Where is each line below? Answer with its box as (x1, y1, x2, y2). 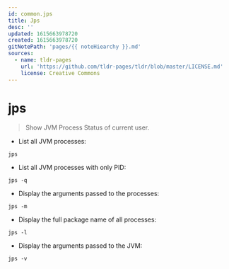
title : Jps (8, 17, 40, 24)
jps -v (8, 256, 28, 263)
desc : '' (8, 23, 34, 30)
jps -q (8, 177, 28, 184)
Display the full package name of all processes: (18, 215, 157, 224)
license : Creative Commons (20, 69, 100, 76)
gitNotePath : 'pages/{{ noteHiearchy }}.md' (8, 43, 141, 50)
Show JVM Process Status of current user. (25, 123, 150, 132)
